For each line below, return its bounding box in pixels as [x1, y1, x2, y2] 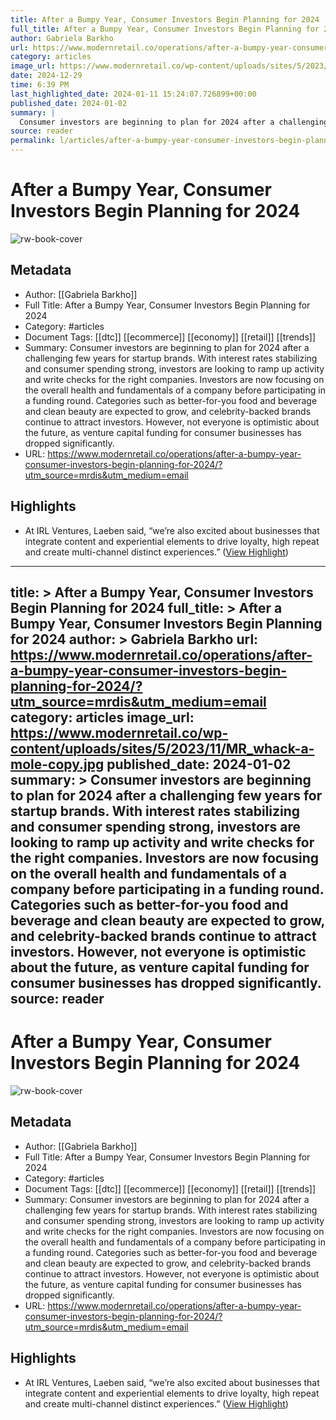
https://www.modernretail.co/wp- [10, 724, 229, 741]
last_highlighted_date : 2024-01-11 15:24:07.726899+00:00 [10, 89, 257, 99]
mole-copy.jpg [10, 756, 105, 773]
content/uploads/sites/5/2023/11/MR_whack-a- [10, 740, 315, 757]
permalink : [10, 136, 56, 146]
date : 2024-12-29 [10, 71, 83, 81]
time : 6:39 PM [10, 80, 70, 90]
